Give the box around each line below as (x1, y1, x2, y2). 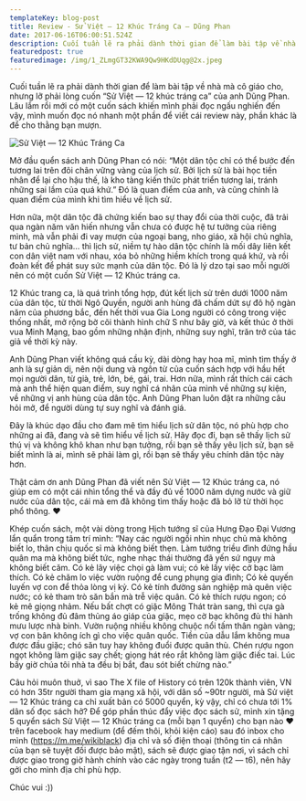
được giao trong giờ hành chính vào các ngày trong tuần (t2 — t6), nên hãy (9, 754, 290, 765)
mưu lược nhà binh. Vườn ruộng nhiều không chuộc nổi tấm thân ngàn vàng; (9, 620, 296, 631)
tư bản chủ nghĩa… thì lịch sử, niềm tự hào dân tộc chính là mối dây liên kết (9, 241, 290, 251)
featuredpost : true (9, 47, 84, 57)
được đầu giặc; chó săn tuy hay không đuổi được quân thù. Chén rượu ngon (9, 640, 294, 650)
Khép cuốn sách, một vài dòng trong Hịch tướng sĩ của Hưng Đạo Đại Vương (9, 523, 297, 534)
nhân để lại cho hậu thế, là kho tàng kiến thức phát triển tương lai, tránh (9, 174, 279, 185)
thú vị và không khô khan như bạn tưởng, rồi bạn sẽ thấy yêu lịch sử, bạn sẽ (9, 439, 294, 450)
